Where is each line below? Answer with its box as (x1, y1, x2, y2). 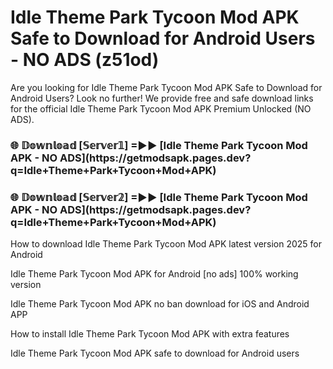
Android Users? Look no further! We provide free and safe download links (10, 92, 314, 104)
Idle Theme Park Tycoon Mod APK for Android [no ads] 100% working (10, 268, 299, 280)
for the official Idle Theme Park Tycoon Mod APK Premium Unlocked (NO (10, 102, 312, 115)
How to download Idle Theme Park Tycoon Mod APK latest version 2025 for (10, 238, 323, 250)
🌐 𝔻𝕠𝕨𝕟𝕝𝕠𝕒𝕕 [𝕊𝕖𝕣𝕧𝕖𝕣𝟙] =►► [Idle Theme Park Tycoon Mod (10, 138, 308, 152)
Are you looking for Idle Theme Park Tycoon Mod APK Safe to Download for (10, 81, 323, 93)
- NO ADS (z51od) (10, 49, 160, 71)
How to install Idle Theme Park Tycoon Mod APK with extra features (10, 328, 290, 340)
